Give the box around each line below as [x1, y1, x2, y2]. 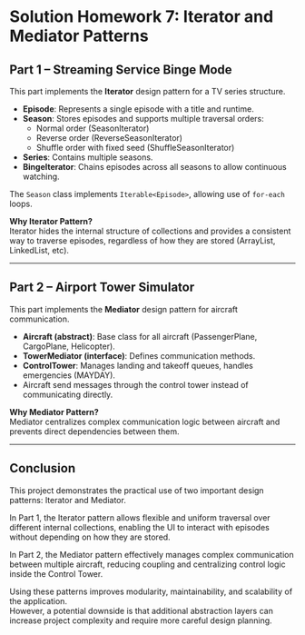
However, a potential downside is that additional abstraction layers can [9, 605, 274, 616]
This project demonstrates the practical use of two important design [9, 484, 265, 496]
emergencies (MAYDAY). [22, 370, 116, 381]
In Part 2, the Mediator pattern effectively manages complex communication [9, 549, 294, 560]
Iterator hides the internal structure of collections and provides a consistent [9, 225, 291, 236]
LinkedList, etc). [9, 245, 70, 255]
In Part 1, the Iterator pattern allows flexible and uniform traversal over [9, 511, 271, 523]
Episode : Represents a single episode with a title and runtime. [22, 104, 254, 114]
